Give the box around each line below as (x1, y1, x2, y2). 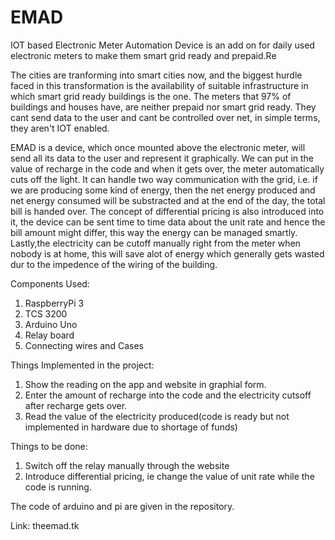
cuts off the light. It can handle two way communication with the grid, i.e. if (10, 173, 318, 185)
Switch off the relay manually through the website (24, 459, 230, 471)
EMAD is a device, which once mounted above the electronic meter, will (10, 141, 306, 153)
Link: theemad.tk (10, 519, 80, 531)
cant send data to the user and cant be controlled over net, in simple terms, (10, 111, 321, 123)
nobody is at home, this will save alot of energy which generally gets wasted (10, 247, 325, 260)
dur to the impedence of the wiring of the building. (10, 258, 218, 270)
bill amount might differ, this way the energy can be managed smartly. (10, 226, 298, 238)
